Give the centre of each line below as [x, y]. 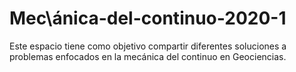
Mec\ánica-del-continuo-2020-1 [148, 18]
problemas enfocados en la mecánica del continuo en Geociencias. [148, 56]
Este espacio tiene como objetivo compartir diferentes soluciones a [148, 46]
